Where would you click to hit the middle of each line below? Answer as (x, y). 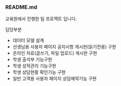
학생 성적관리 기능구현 (34, 66)
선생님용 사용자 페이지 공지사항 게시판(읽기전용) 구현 (64, 47)
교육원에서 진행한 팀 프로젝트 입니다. (41, 19)
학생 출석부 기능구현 (32, 60)
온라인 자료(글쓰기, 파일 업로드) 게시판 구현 (55, 53)
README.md (21, 7)
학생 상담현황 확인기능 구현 (39, 72)
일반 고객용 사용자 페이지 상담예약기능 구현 (55, 79)
